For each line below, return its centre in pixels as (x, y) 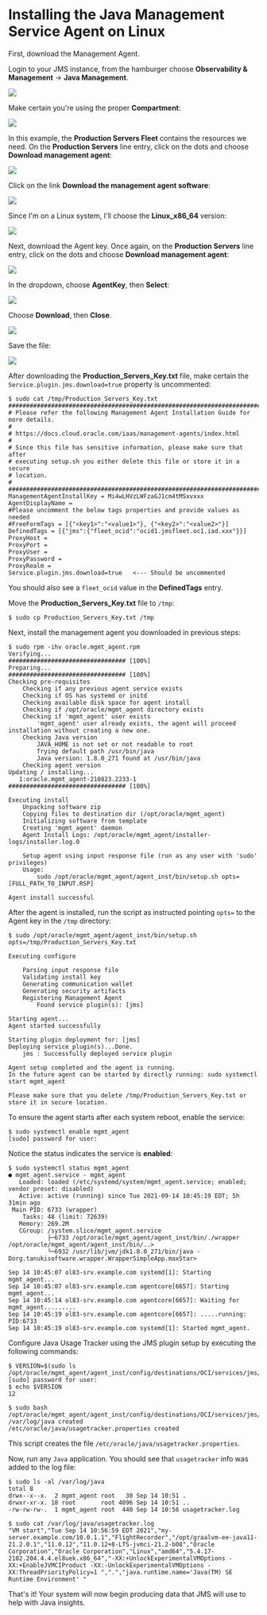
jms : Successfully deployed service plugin (97, 1053)
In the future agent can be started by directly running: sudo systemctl (133, 1074)
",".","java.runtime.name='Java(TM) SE (166, 1572)
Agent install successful (51, 897)
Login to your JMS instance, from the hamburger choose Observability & (128, 68)
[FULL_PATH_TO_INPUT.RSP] (51, 883)
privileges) (28, 862)
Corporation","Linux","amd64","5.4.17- (149, 1551)
